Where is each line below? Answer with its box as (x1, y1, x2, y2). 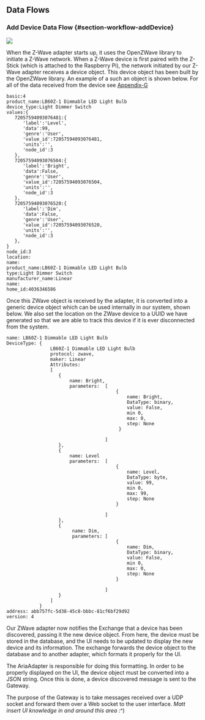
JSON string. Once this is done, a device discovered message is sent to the (6, 675, 196, 683)
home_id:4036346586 (6, 286, 56, 292)
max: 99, (127, 490, 149, 496)
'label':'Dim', (22, 205, 62, 212)
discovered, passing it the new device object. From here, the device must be (6, 631, 199, 638)
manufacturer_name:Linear (6, 275, 72, 281)
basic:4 (6, 93, 26, 99)
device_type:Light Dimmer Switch (6, 104, 92, 110)
